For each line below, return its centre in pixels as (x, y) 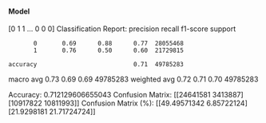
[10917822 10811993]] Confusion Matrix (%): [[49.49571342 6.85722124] (128, 103)
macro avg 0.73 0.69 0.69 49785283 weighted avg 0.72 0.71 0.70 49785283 (133, 79)
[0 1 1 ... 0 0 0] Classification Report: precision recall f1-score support (122, 29)
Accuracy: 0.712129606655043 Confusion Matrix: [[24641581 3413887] (126, 95)
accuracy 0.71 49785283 (96, 65)
